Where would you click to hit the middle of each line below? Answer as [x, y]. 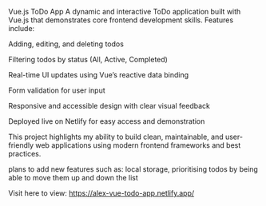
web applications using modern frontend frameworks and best [138, 145]
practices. [25, 154]
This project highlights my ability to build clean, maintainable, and [116, 137]
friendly [21, 145]
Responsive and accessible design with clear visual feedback [109, 106]
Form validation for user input [57, 90]
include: [22, 28]
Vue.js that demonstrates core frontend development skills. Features [121, 20]
